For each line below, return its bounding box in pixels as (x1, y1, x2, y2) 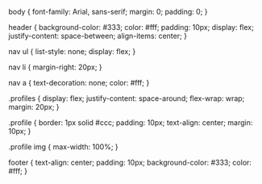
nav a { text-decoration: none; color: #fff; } (8, 78, 150, 87)
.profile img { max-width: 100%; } (8, 142, 119, 152)
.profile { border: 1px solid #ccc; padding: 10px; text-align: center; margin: (8, 118, 253, 128)
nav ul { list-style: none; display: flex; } (8, 47, 136, 56)
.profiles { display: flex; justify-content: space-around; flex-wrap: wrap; (8, 94, 245, 103)
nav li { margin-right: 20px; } (8, 62, 102, 72)
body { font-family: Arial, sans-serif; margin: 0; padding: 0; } (8, 7, 208, 16)
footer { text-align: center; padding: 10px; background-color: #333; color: (8, 157, 252, 167)
